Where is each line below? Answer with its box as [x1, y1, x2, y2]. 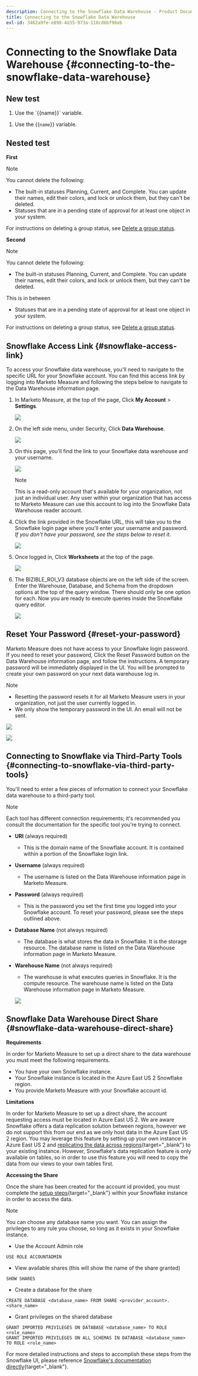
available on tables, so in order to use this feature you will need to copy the [6, 1154, 189, 1161]
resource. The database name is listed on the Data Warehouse [23, 944, 175, 951]
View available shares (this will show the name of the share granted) [14, 1264, 181, 1272]
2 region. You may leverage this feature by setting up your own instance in [6, 1135, 187, 1142]
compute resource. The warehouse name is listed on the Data [23, 980, 173, 987]
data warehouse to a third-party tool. [6, 792, 96, 799]
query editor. [14, 601, 46, 608]
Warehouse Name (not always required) [14, 962, 113, 969]
